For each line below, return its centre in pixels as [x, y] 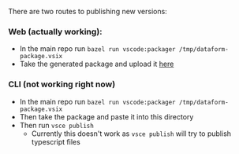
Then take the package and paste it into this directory [106, 116]
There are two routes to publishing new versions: [88, 11]
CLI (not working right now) [62, 84]
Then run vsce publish [57, 125]
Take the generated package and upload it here [97, 64]
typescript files [56, 141]
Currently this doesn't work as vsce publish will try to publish [131, 134]
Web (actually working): [55, 31]
